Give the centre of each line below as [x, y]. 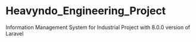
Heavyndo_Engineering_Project [86, 11]
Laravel [15, 33]
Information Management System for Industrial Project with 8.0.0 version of [98, 27]
